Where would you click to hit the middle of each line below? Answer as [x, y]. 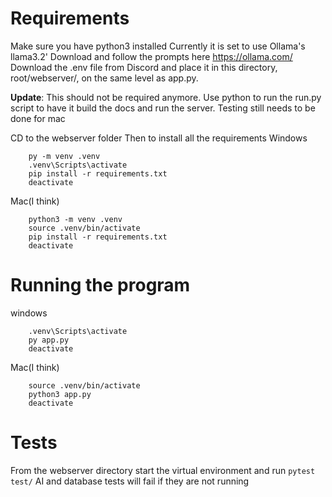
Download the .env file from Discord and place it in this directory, [144, 67]
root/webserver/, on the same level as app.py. [104, 78]
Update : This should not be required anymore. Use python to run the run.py [166, 97]
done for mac [38, 118]
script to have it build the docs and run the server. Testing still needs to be [163, 108]
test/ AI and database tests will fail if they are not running [130, 481]
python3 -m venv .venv [75, 219]
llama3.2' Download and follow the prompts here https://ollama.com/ [151, 56]
